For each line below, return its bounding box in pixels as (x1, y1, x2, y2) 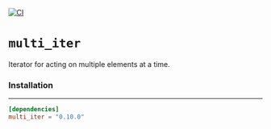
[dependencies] (8, 106, 60, 114)
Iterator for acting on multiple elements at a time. (8, 59, 171, 69)
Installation (8, 79, 54, 90)
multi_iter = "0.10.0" (8, 113, 85, 121)
